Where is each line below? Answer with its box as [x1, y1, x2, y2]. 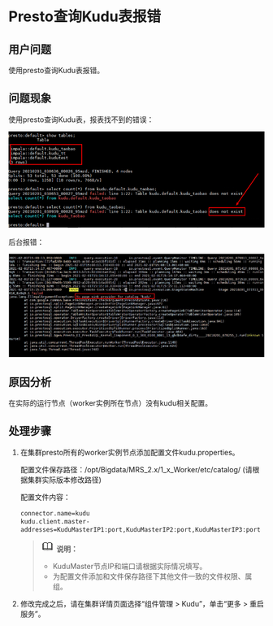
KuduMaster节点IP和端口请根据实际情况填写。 [52, 561, 207, 571]
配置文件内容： [19, 492, 71, 502]
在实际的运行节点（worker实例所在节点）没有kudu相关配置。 [8, 398, 213, 407]
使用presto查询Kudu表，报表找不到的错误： [8, 115, 154, 124]
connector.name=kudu [19, 509, 90, 517]
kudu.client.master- [19, 517, 90, 525]
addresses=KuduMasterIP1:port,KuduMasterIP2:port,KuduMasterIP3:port [19, 525, 262, 533]
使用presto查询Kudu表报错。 [8, 66, 105, 75]
